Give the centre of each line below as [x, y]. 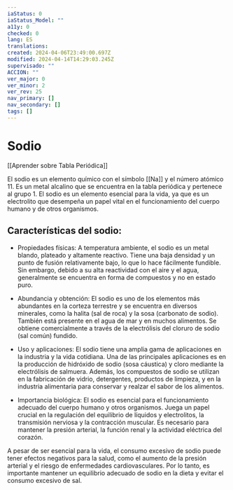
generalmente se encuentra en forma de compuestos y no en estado [116, 277]
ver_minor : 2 [26, 85]
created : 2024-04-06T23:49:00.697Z [59, 53]
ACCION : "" [23, 72]
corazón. [30, 437]
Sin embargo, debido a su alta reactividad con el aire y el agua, [108, 269]
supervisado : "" [31, 66]
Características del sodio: [65, 231]
